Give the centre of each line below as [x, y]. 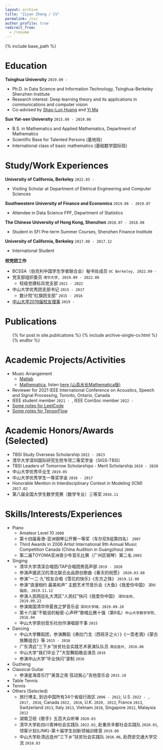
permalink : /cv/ [21, 19]
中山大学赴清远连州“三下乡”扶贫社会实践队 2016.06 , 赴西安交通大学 [86, 737]
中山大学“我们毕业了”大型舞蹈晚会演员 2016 [63, 652]
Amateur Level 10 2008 [42, 533]
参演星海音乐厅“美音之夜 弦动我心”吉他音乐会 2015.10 [73, 675]
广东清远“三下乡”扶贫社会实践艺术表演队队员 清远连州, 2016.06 [81, 646]
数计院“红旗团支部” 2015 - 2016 [51, 295]
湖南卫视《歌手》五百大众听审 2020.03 [57, 718]
